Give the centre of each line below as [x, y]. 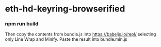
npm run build [22, 24]
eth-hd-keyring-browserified [65, 9]
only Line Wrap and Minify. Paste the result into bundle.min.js [66, 39]
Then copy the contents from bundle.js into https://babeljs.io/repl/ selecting [80, 34]
